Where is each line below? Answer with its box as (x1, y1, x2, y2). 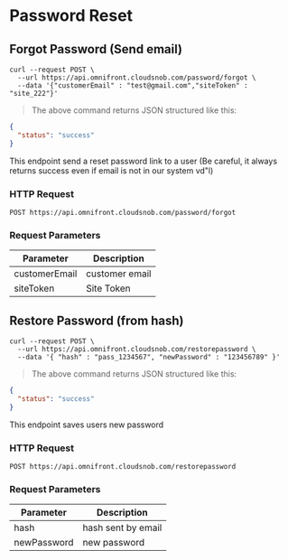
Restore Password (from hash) (9, 313, 184, 328)
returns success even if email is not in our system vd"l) (9, 164, 214, 176)
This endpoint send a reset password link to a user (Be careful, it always (9, 155, 278, 166)
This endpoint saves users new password (9, 419, 164, 430)
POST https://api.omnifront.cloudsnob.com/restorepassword (9, 462, 237, 471)
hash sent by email (82, 521, 163, 534)
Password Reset (9, 5, 134, 26)
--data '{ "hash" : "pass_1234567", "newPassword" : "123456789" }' (17, 353, 281, 362)
